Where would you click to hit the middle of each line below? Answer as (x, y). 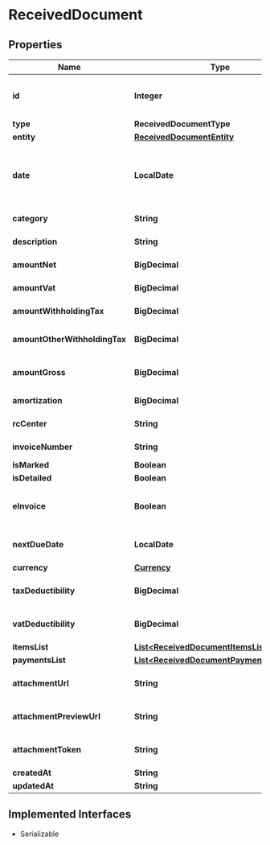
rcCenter (30, 424)
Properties (35, 45)
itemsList (31, 647)
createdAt (32, 773)
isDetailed (32, 478)
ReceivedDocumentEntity (184, 137)
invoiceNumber (43, 447)
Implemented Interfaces (70, 814)
